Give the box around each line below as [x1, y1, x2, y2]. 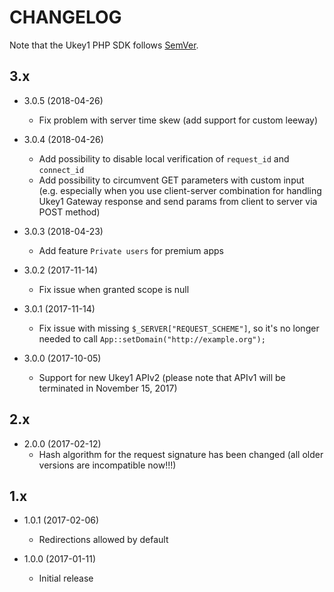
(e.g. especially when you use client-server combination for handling [38, 184, 322, 196]
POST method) [38, 206, 101, 218]
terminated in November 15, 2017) [38, 382, 178, 394]
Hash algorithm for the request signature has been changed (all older [38, 448, 324, 460]
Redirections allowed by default [38, 534, 169, 546]
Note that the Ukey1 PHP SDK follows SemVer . [9, 39, 199, 51]
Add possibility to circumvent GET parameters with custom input [38, 174, 305, 186]
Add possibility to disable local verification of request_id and [38, 152, 290, 165]
